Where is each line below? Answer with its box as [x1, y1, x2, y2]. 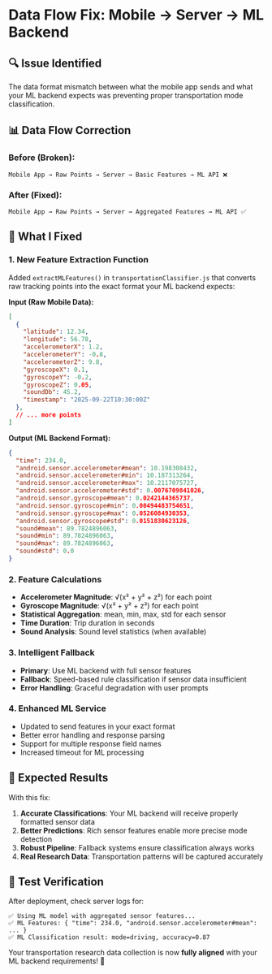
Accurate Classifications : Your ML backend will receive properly [19, 808, 239, 818]
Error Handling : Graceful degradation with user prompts [19, 682, 209, 692]
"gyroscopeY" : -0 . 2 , [23, 373, 93, 381]
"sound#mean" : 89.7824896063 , [15, 524, 118, 533]
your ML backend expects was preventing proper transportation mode [8, 91, 244, 100]
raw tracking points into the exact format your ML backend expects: [8, 281, 235, 291]
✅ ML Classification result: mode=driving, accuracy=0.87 [8, 933, 210, 942]
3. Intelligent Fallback [8, 647, 95, 659]
